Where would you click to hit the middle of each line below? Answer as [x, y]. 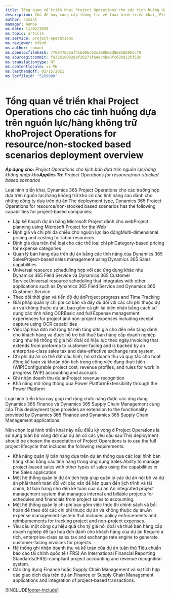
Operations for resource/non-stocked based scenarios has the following [80, 206]
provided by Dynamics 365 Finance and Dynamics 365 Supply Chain [77, 415]
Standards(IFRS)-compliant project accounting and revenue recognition [87, 558]
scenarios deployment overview [74, 155]
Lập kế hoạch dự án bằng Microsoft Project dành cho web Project [80, 221]
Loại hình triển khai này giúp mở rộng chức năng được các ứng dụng [76, 398]
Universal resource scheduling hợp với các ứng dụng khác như [78, 270]
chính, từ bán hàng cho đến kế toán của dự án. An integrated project [83, 488]
